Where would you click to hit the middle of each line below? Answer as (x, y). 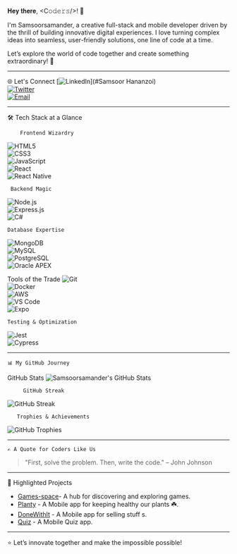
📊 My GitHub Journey (38, 363)
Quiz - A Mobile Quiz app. (55, 522)
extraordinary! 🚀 (31, 61)
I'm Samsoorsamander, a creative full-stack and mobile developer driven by (117, 25)
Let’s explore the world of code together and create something (98, 54)
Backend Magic (31, 189)
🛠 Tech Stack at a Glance (45, 117)
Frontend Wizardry (47, 133)
